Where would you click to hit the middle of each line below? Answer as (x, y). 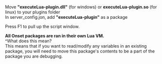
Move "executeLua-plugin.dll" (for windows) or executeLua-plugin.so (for (81, 7)
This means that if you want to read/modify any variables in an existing (76, 46)
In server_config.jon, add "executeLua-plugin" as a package (66, 17)
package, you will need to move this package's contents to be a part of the (80, 51)
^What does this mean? (28, 41)
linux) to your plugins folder (33, 12)
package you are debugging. (34, 56)
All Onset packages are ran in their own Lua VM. (55, 36)
